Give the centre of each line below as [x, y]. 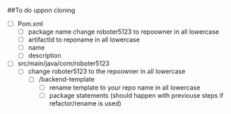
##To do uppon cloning [41, 10]
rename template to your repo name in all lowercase [125, 87]
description [45, 56]
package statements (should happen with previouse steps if [136, 95]
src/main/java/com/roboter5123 [63, 63]
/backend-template [67, 80]
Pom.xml [30, 24]
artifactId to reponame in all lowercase [84, 40]
